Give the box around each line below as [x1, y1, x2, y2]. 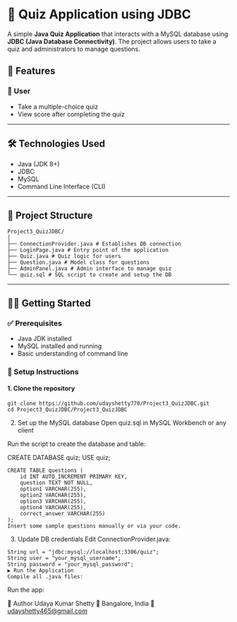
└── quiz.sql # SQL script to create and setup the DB [7, 272, 172, 279]
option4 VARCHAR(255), [20, 504, 87, 511]
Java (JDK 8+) [17, 160, 60, 169]
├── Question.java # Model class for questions [7, 259, 150, 267]
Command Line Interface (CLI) [17, 183, 106, 191]
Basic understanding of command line [17, 349, 128, 358]
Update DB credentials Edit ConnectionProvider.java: [17, 535, 171, 544]
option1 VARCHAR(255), [20, 486, 87, 493]
